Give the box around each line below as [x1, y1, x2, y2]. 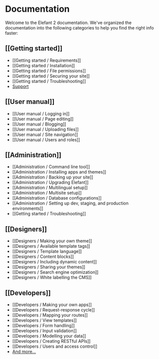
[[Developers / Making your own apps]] [12, 302, 92, 308]
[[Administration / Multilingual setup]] [12, 185, 88, 191]
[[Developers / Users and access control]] [12, 343, 98, 349]
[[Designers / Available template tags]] [12, 243, 90, 249]
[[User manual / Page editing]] [12, 116, 74, 122]
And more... [12, 349, 36, 354]
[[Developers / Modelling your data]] [12, 333, 86, 339]
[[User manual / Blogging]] [12, 121, 66, 127]
